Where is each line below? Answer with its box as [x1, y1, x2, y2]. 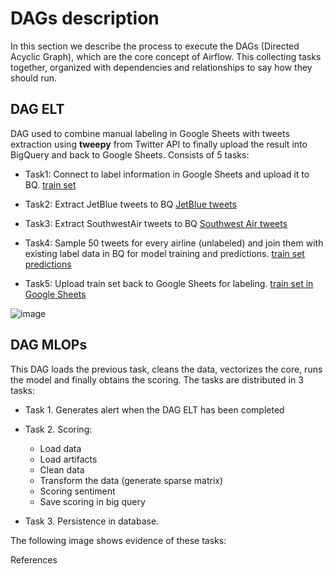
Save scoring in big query [39, 495, 146, 507]
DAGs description [10, 7, 160, 30]
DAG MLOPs [10, 337, 88, 354]
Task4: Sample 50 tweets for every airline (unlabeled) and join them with [24, 237, 324, 249]
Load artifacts [39, 453, 98, 465]
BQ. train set [24, 178, 77, 191]
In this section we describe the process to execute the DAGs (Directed [10, 40, 300, 52]
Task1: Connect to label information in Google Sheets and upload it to [24, 168, 310, 180]
